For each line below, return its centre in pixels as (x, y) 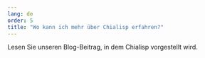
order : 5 (20, 21)
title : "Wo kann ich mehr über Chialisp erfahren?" (85, 27)
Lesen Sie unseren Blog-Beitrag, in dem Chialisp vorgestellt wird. (102, 47)
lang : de (20, 14)
